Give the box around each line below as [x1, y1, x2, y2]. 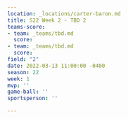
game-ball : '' [7, 88, 49, 95]
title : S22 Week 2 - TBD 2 [7, 17, 87, 24]
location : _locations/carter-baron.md [7, 10, 121, 17]
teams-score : [7, 23, 46, 30]
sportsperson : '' [7, 95, 58, 102]
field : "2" [7, 56, 39, 63]
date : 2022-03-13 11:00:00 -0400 [7, 62, 105, 69]
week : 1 [7, 75, 30, 83]
